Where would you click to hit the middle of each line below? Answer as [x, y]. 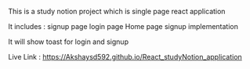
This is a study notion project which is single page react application [117, 11]
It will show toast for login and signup [69, 42]
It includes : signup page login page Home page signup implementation [123, 26]
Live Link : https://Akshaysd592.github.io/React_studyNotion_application [125, 57]
